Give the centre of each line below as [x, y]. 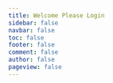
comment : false [33, 52]
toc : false [26, 38]
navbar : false [32, 30]
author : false [32, 60]
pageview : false [35, 67]
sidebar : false [33, 23]
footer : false [32, 45]
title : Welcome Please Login [56, 15]
